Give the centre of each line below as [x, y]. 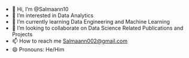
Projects [22, 34]
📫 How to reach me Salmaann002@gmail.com [69, 41]
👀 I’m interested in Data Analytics [53, 15]
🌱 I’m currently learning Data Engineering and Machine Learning [91, 22]
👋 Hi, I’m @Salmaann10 [40, 9]
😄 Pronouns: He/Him [38, 49]
